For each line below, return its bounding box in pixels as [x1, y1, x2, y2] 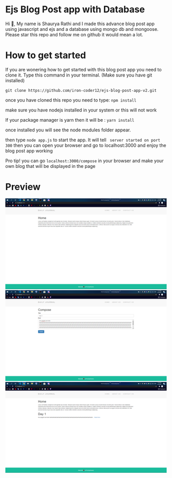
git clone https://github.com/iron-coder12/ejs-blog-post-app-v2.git [5, 88, 157, 93]
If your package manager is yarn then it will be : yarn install [5, 117, 135, 123]
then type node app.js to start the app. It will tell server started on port [5, 137, 160, 143]
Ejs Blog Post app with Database [5, 4, 145, 15]
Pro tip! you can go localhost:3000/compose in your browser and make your [5, 158, 164, 164]
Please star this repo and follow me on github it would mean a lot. [5, 31, 143, 37]
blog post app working [5, 147, 53, 154]
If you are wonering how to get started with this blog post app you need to [5, 66, 162, 72]
